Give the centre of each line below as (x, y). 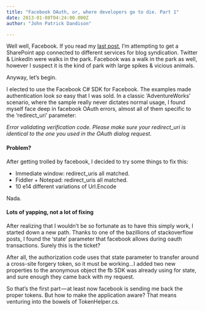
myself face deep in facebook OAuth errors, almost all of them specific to (99, 109)
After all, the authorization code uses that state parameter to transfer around (102, 257)
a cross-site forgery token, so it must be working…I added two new (91, 263)
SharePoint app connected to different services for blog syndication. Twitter (102, 53)
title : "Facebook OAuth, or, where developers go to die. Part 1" (93, 12)
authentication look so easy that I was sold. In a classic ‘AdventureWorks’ (99, 96)
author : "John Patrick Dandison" (49, 23)
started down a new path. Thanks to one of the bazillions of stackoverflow (100, 232)
